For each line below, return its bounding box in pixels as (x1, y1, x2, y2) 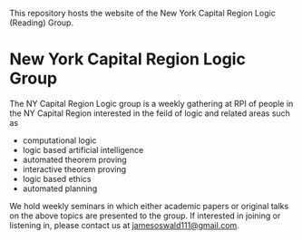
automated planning (22, 183, 98, 194)
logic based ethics (22, 173, 92, 184)
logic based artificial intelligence (22, 144, 144, 155)
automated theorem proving (22, 154, 127, 165)
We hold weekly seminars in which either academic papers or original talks (9, 200, 289, 211)
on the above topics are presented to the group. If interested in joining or (9, 210, 281, 221)
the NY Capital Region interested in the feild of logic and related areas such (9, 108, 290, 119)
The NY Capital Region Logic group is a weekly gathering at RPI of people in (9, 98, 294, 109)
